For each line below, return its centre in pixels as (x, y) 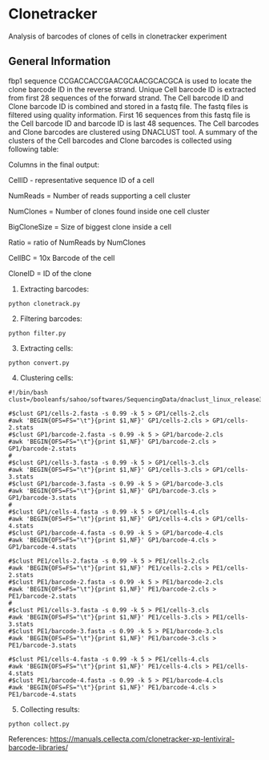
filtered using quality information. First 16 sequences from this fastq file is (129, 115)
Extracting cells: (46, 348)
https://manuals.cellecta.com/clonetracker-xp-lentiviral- (142, 738)
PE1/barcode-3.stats (43, 645)
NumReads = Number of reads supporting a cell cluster (99, 195)
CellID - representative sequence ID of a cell (81, 180)
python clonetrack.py (44, 303)
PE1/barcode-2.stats (43, 596)
